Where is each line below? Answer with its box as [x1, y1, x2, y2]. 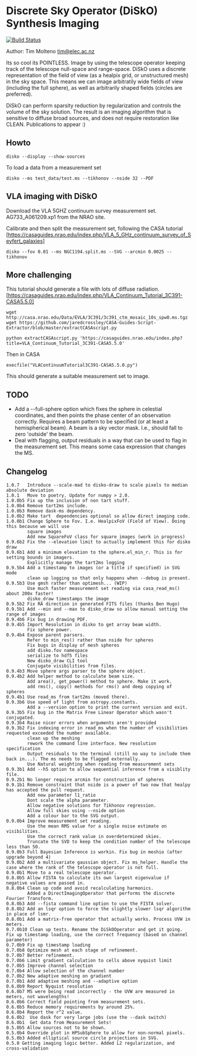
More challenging [6, 270, 72, 280]
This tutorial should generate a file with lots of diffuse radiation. [6, 285, 160, 293]
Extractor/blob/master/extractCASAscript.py [6, 325, 117, 331]
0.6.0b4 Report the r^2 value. [6, 1009, 83, 1015]
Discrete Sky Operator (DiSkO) [6, 4, 158, 18]
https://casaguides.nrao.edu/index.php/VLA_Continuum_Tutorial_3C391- [8, 292, 183, 299]
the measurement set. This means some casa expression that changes [14, 443, 186, 450]
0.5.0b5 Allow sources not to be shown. [6, 1025, 107, 1031]
